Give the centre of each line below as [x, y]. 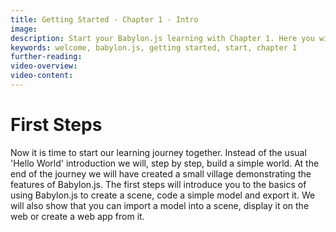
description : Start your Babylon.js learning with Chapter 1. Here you [162, 38]
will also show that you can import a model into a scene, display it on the [160, 205]
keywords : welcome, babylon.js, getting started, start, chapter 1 [154, 47]
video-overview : [44, 66]
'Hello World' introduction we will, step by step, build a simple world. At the [165, 163]
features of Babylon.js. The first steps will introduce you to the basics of [158, 184]
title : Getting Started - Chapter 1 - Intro [104, 19]
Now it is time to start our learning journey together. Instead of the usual [158, 152]
